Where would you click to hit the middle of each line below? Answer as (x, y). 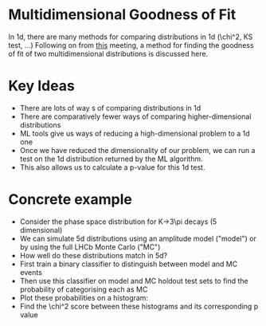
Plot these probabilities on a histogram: (84, 297)
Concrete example (70, 200)
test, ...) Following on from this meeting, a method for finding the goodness (131, 45)
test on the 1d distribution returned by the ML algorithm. (111, 159)
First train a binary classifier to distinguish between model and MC (129, 264)
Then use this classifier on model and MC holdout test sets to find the (134, 281)
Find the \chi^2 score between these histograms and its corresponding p (139, 306)
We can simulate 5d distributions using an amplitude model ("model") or (138, 238)
